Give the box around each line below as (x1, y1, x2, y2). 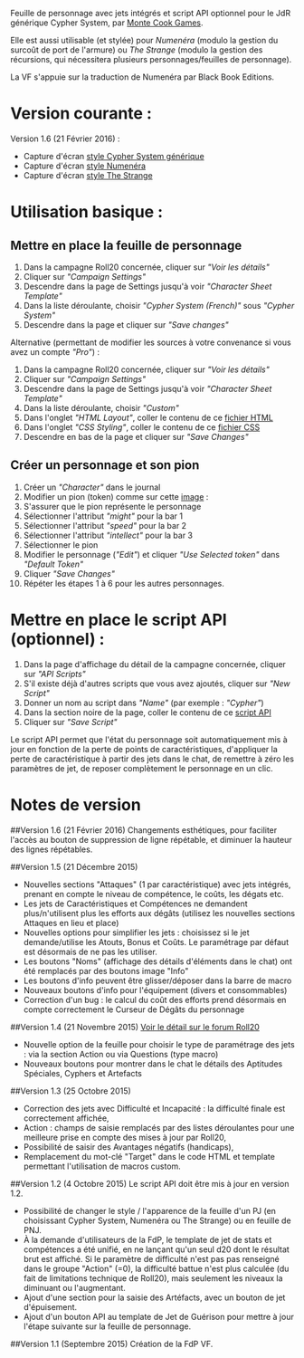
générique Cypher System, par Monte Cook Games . (10, 17, 204, 28)
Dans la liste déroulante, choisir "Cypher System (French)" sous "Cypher (23, 300, 295, 311)
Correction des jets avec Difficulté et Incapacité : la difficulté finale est (23, 1103, 286, 1114)
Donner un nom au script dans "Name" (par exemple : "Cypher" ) (23, 697, 265, 708)
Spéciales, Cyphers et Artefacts (23, 1067, 143, 1078)
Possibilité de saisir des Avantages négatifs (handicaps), (23, 1141, 234, 1152)
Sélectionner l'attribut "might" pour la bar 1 (23, 511, 184, 521)
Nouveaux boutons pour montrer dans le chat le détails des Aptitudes (23, 1058, 283, 1069)
